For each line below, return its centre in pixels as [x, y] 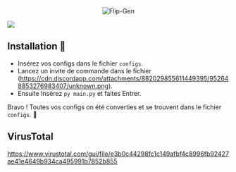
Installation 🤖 [37, 46]
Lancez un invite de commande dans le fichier [84, 70]
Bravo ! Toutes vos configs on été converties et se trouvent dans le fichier [114, 107]
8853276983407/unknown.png [63, 86]
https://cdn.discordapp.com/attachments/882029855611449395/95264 [124, 78]
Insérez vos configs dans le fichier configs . [80, 63]
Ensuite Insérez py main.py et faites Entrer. [79, 93]
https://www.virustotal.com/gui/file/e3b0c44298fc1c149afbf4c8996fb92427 [118, 154]
